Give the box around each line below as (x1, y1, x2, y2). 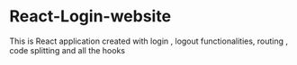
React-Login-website (9, 6, 172, 27)
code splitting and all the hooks (9, 45, 126, 55)
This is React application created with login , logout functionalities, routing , (9, 36, 289, 46)
